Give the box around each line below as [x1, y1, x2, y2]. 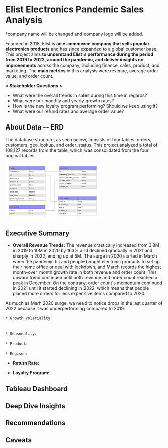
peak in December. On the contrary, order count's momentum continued [12, 280, 162, 286]
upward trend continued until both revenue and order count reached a [12, 275, 158, 281]
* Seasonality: [5, 331, 37, 336]
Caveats [5, 436, 32, 444]
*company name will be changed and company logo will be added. [5, 31, 143, 37]
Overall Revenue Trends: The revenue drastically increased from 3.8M [12, 242, 160, 248]
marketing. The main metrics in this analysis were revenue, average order [5, 67, 159, 74]
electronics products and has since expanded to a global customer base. [5, 46, 158, 52]
